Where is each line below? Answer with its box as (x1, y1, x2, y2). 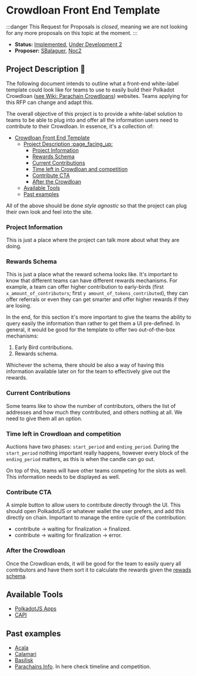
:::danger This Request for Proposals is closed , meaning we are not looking (6, 23, 188, 30)
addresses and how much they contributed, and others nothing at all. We (6, 409, 182, 416)
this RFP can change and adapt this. (6, 99, 94, 106)
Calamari (14, 651, 37, 658)
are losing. (6, 302, 32, 309)
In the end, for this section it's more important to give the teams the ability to (6, 313, 192, 321)
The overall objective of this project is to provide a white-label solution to (6, 110, 183, 117)
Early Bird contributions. (14, 344, 74, 351)
